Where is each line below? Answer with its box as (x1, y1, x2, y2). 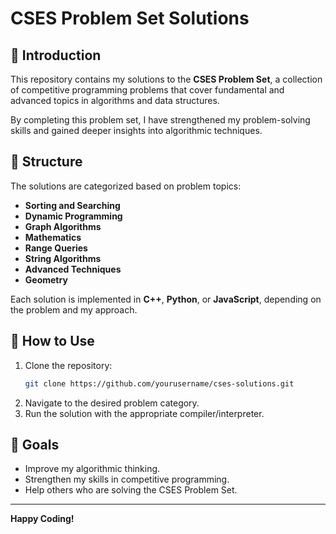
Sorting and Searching (24, 199, 121, 211)
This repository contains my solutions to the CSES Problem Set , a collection (10, 73, 323, 85)
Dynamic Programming (24, 210, 123, 222)
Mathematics (24, 231, 82, 243)
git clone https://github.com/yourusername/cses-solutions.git (24, 378, 295, 389)
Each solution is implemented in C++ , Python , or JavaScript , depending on (10, 293, 322, 305)
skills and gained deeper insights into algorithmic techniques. (10, 125, 263, 136)
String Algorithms (24, 252, 102, 264)
